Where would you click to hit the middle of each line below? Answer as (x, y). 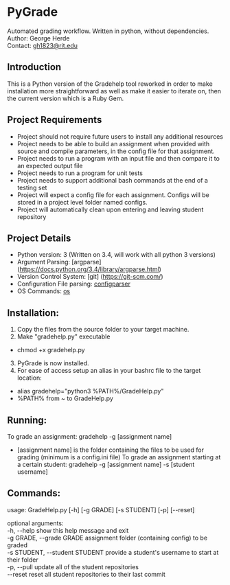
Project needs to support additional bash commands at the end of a (112, 180)
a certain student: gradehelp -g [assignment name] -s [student (106, 464)
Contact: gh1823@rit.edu (42, 45)
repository (32, 216)
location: (30, 378)
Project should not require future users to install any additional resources (120, 136)
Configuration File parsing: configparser (73, 284)
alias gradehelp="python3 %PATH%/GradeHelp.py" (90, 391)
